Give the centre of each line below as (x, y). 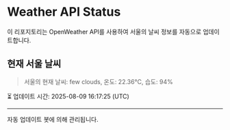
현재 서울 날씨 (34, 64)
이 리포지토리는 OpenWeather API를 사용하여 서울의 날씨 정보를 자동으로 (104, 31)
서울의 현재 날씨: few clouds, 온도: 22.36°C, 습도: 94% (98, 81)
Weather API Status (64, 12)
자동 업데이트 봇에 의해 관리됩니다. (53, 119)
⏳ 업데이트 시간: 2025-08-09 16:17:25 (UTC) (68, 96)
